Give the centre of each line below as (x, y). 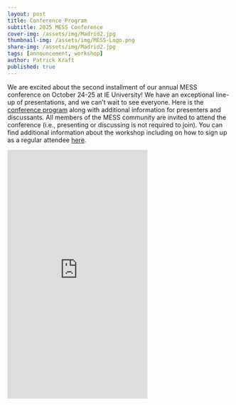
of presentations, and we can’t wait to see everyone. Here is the (110, 102)
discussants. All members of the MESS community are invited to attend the (117, 117)
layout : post (27, 14)
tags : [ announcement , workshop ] (55, 54)
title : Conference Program (47, 21)
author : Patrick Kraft (41, 60)
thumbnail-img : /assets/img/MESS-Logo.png (71, 40)
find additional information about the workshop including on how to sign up (117, 132)
